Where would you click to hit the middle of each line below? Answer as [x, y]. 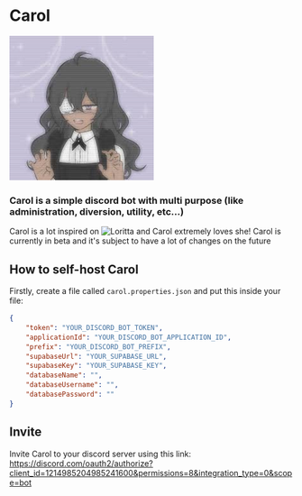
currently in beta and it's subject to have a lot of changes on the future [140, 241]
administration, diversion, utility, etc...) [97, 211]
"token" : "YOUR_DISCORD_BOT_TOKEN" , [95, 327]
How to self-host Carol [74, 269]
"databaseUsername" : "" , [72, 385]
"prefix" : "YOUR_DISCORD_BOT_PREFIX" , [98, 347]
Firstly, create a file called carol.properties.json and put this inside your [145, 291]
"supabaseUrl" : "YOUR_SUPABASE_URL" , [96, 356]
